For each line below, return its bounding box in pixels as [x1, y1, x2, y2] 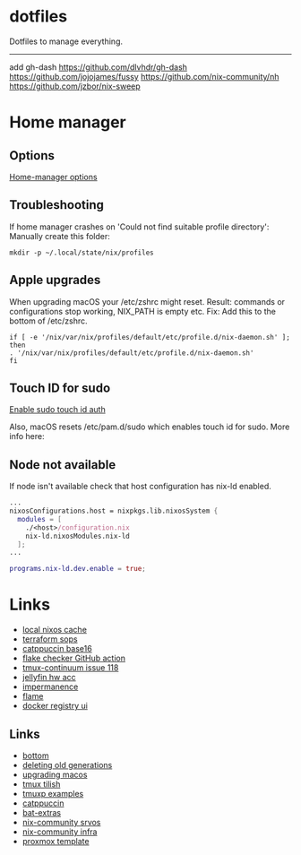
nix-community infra [21, 826, 98, 837]
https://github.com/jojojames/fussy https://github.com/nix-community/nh [9, 71, 279, 82]
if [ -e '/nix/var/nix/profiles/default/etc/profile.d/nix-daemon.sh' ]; [9, 332, 291, 341]
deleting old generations [21, 759, 113, 770]
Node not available [9, 457, 116, 472]
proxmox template [21, 835, 90, 846]
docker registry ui [21, 701, 88, 712]
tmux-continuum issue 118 [21, 662, 119, 673]
